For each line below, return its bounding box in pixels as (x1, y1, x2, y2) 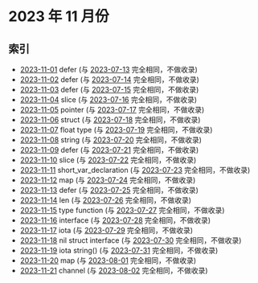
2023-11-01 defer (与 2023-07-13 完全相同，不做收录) (19, 65, 199, 74)
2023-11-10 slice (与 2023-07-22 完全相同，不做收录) (19, 155, 197, 165)
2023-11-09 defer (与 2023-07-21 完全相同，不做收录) (19, 146, 199, 154)
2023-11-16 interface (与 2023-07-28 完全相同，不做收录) (19, 215, 211, 225)
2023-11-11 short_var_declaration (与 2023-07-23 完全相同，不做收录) (19, 166, 251, 174)
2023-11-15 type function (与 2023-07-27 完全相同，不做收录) (19, 206, 225, 215)
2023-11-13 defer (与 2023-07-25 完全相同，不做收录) (19, 186, 199, 195)
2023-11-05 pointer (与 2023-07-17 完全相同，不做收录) (19, 105, 205, 114)
